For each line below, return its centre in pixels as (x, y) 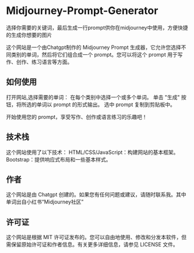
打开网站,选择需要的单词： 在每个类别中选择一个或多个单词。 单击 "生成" (93, 97)
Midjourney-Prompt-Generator (82, 11)
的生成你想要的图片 (29, 35)
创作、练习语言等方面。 (44, 62)
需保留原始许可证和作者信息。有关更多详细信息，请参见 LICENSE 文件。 (92, 245)
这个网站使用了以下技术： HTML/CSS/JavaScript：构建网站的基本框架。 (92, 152)
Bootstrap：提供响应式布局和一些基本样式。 (59, 159)
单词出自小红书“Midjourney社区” (45, 202)
